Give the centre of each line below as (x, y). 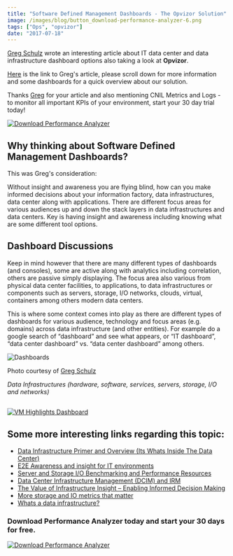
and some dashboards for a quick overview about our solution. (98, 82)
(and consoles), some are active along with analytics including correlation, (114, 270)
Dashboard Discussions (60, 246)
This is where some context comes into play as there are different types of (114, 314)
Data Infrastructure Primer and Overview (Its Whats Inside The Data (115, 451)
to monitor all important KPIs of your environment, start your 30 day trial (111, 103)
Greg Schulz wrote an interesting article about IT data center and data (108, 53)
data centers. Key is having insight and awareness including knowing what (114, 217)
